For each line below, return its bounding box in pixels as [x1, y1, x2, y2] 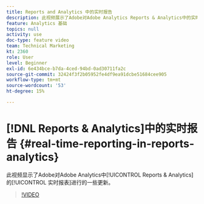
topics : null [6, 26, 39, 32]
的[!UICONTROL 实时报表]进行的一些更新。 [6, 178, 114, 186]
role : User [6, 54, 34, 60]
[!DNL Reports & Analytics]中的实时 [6, 122, 187, 136]
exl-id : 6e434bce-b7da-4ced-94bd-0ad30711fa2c [6, 65, 126, 72]
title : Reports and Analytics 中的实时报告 [6, 9, 112, 15]
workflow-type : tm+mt [6, 77, 61, 83]
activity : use [6, 32, 42, 38]
